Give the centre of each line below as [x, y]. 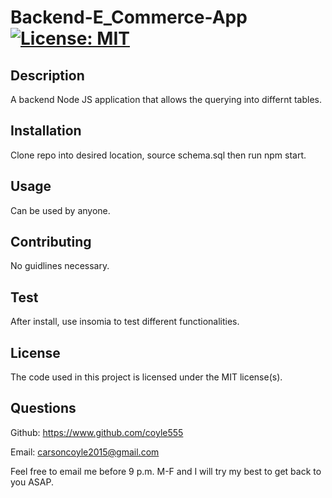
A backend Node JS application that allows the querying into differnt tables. [166, 99]
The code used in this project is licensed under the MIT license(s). [146, 377]
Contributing [51, 242]
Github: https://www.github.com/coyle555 [97, 432]
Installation [46, 131]
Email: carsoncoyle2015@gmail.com [85, 452]
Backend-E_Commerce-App [129, 17]
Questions [43, 408]
